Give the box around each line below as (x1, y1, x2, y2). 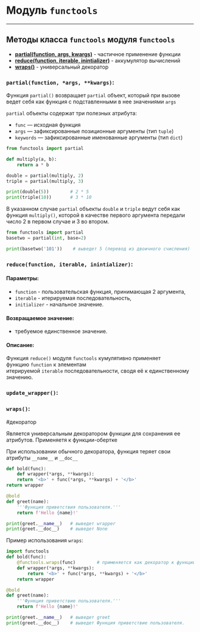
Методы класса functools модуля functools (6, 35, 176, 45)
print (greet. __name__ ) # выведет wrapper (6, 520, 116, 526)
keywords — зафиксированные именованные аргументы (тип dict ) (14, 134, 183, 141)
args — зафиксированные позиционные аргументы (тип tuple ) (14, 128, 174, 135)
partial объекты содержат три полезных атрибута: (6, 110, 137, 117)
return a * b (17, 162, 49, 168)
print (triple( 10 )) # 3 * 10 (6, 195, 92, 201)
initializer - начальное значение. (14, 300, 104, 308)
